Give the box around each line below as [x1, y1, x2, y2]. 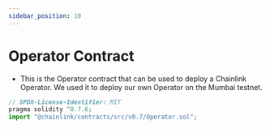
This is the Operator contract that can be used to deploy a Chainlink [19, 74, 247, 84]
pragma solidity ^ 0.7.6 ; [8, 105, 92, 114]
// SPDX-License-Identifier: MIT [8, 98, 122, 106]
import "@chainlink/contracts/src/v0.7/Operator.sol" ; [8, 113, 198, 122]
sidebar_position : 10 [8, 11, 82, 20]
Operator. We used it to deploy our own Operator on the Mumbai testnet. [19, 82, 263, 92]
